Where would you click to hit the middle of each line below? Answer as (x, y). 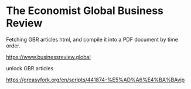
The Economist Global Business (85, 11)
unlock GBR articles (30, 68)
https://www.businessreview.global (48, 57)
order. (13, 46)
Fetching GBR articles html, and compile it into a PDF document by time (92, 39)
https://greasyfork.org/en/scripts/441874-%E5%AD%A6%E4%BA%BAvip (95, 80)
